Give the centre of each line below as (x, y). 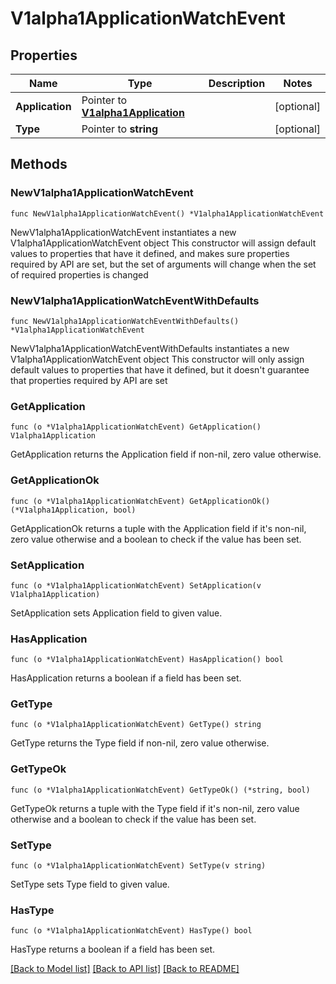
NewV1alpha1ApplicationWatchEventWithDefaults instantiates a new (150, 348)
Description (237, 83)
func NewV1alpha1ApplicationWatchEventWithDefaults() (125, 321)
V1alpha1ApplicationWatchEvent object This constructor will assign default (163, 243)
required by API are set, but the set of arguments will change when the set (163, 264)
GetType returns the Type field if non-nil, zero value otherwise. (140, 743)
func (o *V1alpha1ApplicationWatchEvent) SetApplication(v (136, 585)
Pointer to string (120, 129)
